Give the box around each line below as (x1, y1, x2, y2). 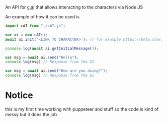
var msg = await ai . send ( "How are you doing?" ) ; (5, 68, 108, 73)
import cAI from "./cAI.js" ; (5, 23, 66, 28)
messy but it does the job (5, 111, 57, 117)
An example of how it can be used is (5, 14, 80, 19)
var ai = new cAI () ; (5, 32, 48, 37)
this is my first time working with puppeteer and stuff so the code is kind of (5, 106, 159, 112)
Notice (5, 90, 33, 101)
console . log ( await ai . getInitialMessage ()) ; (5, 46, 99, 51)
